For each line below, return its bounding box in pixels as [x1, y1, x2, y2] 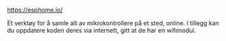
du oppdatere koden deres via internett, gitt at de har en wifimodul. [7, 27, 197, 34]
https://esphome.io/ [7, 6, 63, 14]
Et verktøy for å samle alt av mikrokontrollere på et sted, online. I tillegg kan [7, 19, 219, 27]
